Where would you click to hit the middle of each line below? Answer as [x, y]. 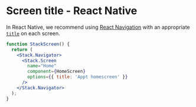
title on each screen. [33, 33]
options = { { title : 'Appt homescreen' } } [78, 77]
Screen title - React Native [72, 11]
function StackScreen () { [38, 44]
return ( [22, 49]
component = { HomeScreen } [56, 72]
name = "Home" [42, 66]
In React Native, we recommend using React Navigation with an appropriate [98, 27]
